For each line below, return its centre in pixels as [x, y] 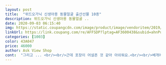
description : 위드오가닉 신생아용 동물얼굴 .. [47, 19]
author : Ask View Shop [28, 50]
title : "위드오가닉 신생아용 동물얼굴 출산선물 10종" [53, 14]
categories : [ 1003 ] [25, 37]
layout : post [19, 10]
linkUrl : [14, 32]
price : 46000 [19, 46]
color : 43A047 [20, 42]
